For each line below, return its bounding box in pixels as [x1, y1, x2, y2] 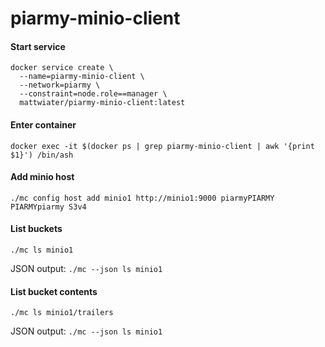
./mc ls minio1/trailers [10, 308, 114, 318]
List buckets [10, 223, 63, 235]
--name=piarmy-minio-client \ [19, 72, 145, 82]
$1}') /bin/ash [10, 150, 74, 160]
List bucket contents [10, 285, 98, 297]
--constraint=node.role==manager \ [19, 89, 168, 99]
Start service [10, 40, 66, 52]
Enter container [10, 118, 77, 131]
